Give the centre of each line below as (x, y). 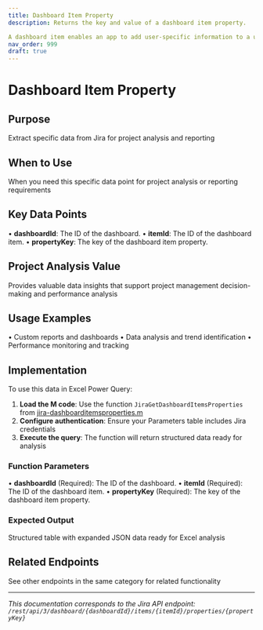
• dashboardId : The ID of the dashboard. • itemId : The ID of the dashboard (130, 233)
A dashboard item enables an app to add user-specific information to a (129, 37)
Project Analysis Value (65, 266)
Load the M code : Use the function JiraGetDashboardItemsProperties (131, 404)
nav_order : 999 (33, 44)
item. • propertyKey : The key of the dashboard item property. (108, 242)
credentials (38, 429)
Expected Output (41, 520)
